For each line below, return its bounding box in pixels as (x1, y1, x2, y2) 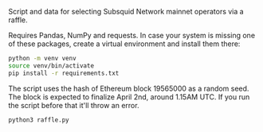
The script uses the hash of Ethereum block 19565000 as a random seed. (8, 83, 249, 93)
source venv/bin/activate (8, 61, 94, 70)
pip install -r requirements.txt (8, 69, 120, 77)
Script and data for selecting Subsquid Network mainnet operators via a (8, 7, 245, 16)
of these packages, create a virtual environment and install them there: (8, 39, 241, 49)
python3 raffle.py (8, 115, 69, 124)
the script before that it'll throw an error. (8, 100, 139, 110)
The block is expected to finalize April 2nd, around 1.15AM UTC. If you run (8, 91, 250, 102)
